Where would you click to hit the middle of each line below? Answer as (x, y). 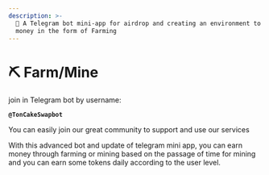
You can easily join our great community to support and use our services (129, 130)
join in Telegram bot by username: (65, 100)
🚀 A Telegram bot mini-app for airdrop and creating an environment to (139, 23)
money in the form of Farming (66, 31)
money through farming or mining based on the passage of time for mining (132, 154)
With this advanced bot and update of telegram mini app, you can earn (126, 145)
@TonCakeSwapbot (35, 115)
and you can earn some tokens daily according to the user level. (115, 163)
